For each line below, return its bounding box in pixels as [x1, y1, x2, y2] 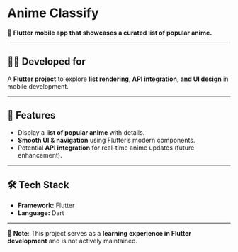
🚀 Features [7, 109, 56, 121]
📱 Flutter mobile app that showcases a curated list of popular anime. [7, 28, 212, 37]
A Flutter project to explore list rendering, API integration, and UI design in [7, 75, 229, 83]
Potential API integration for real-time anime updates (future [17, 143, 195, 152]
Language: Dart [17, 209, 65, 217]
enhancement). [17, 150, 62, 159]
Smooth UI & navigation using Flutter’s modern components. [17, 136, 195, 144]
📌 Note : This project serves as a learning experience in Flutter [7, 229, 191, 238]
